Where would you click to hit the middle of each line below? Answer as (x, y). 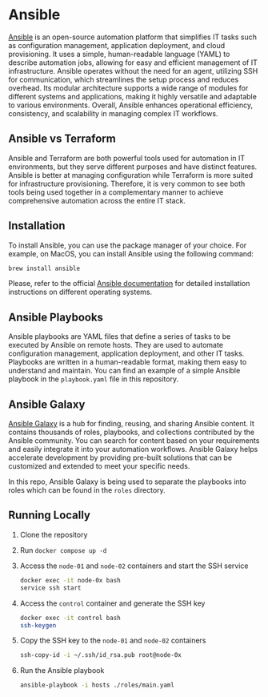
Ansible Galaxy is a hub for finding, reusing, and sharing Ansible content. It (131, 424)
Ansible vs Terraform (62, 139)
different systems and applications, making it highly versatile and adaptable (133, 96)
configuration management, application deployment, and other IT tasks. (126, 353)
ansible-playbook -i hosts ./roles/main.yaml (97, 685)
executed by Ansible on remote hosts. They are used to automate (116, 345)
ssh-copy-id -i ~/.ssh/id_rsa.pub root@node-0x (100, 655)
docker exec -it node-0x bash (70, 580)
